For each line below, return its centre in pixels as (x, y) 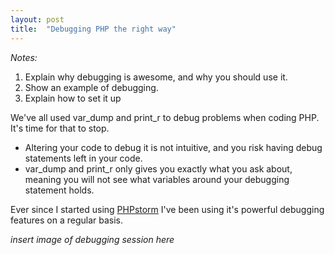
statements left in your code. (83, 158)
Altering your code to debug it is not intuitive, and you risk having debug (173, 147)
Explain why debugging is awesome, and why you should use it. (156, 77)
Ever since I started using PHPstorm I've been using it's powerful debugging (167, 209)
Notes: (24, 57)
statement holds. (59, 190)
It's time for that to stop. (60, 128)
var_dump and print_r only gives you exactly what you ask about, (158, 168)
